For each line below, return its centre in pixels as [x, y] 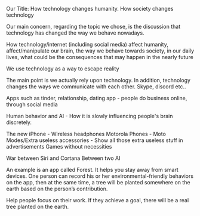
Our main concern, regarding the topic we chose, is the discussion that [93, 27]
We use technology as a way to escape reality [63, 69]
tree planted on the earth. [38, 206]
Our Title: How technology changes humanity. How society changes [90, 9]
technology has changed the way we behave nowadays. [75, 33]
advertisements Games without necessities [59, 146]
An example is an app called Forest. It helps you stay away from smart [93, 170]
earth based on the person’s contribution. [57, 189]
